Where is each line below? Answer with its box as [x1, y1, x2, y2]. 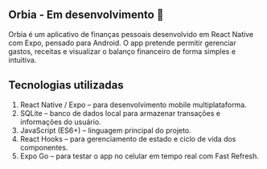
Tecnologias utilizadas [8, 78, 124, 93]
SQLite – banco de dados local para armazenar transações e [19, 108, 221, 117]
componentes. [19, 142, 68, 152]
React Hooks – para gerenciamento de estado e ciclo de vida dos [19, 134, 236, 143]
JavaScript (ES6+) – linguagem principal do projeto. [19, 126, 191, 135]
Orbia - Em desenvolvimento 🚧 [8, 8, 164, 22]
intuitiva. [8, 55, 37, 64]
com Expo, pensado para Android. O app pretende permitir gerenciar [8, 38, 236, 47]
